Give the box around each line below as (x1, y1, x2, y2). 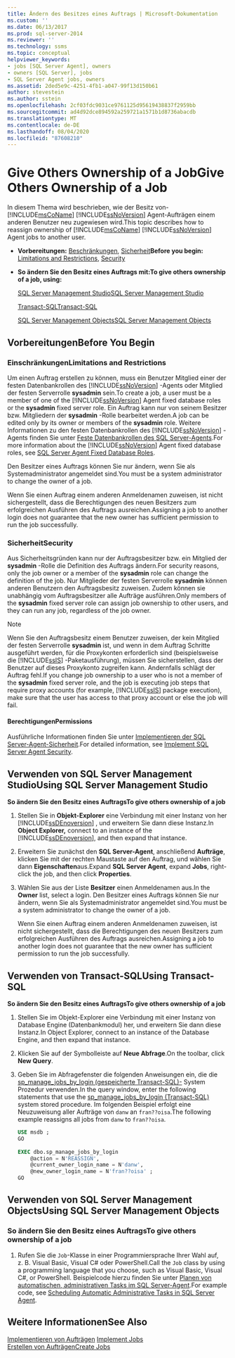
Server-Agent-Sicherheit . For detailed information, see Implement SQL (7, 740, 209, 749)
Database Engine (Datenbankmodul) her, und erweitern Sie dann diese (17, 1021, 222, 1029)
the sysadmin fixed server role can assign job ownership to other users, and (7, 599, 229, 607)
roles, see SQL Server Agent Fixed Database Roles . (7, 448, 156, 457)
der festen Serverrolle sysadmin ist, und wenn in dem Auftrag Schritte (7, 641, 210, 649)
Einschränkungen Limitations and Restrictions (7, 357, 166, 367)
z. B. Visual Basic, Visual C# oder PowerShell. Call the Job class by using (17, 1258, 226, 1267)
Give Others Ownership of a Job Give (7, 165, 224, 181)
